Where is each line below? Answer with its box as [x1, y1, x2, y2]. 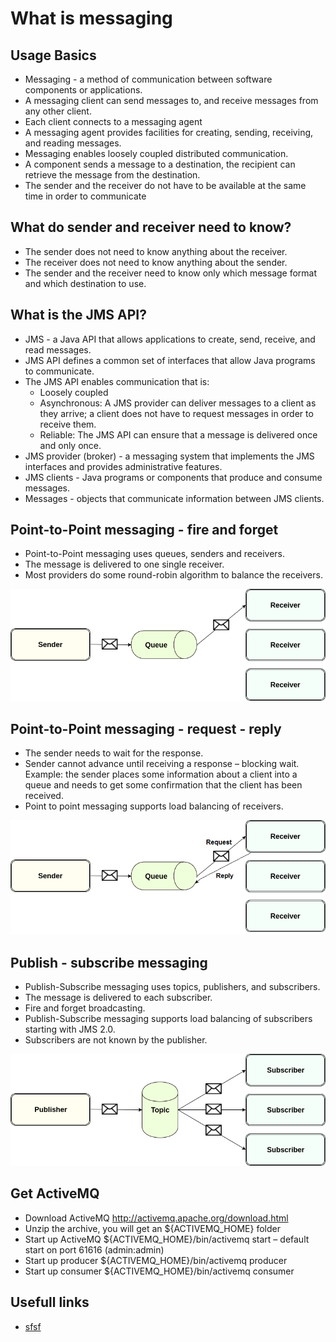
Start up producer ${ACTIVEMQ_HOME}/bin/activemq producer [24, 1254, 288, 1266]
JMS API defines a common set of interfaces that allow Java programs [24, 354, 316, 366]
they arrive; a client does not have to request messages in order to [39, 407, 314, 419]
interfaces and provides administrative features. [24, 460, 223, 472]
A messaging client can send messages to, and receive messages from [24, 95, 319, 106]
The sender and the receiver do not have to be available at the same [24, 180, 307, 191]
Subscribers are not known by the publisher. [24, 1033, 208, 1046]
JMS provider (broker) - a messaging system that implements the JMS [24, 450, 315, 462]
